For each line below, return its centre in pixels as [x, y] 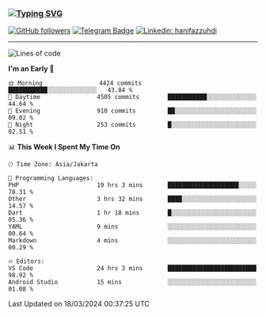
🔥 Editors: [27, 261]
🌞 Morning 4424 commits [75, 83]
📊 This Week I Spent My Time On [64, 147]
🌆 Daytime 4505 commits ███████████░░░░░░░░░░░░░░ [133, 97]
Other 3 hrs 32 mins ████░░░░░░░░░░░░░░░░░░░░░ [133, 199]
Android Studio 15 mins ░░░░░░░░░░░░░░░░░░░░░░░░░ [133, 282]
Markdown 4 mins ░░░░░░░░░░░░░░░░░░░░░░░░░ [133, 241]
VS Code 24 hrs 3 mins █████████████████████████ [133, 268]
